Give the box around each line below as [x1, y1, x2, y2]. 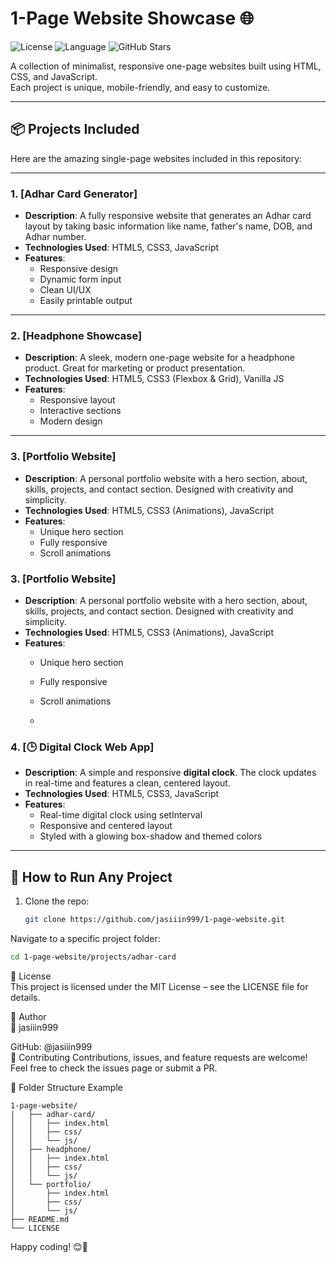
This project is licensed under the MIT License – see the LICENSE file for [10, 980, 309, 992]
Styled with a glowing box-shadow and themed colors [39, 830, 263, 842]
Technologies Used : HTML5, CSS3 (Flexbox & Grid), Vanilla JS [24, 373, 285, 385]
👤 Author [10, 1010, 47, 1022]
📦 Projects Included [10, 121, 140, 138]
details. [10, 991, 41, 1003]
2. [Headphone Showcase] [10, 328, 143, 342]
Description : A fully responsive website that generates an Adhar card [24, 210, 312, 222]
